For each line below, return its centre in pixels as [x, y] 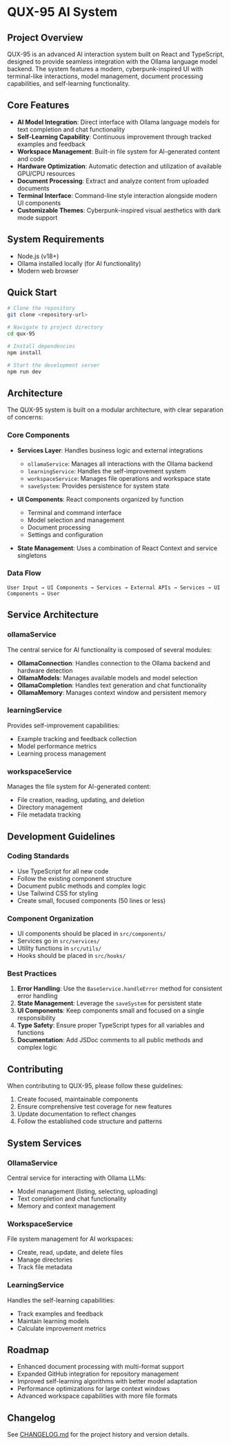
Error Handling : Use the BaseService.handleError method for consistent [120, 989]
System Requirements [56, 239]
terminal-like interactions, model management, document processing [105, 76]
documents [33, 188]
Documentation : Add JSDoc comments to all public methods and [110, 1040]
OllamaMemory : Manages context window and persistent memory [112, 692]
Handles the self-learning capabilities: [61, 1300]
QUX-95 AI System [62, 12]
